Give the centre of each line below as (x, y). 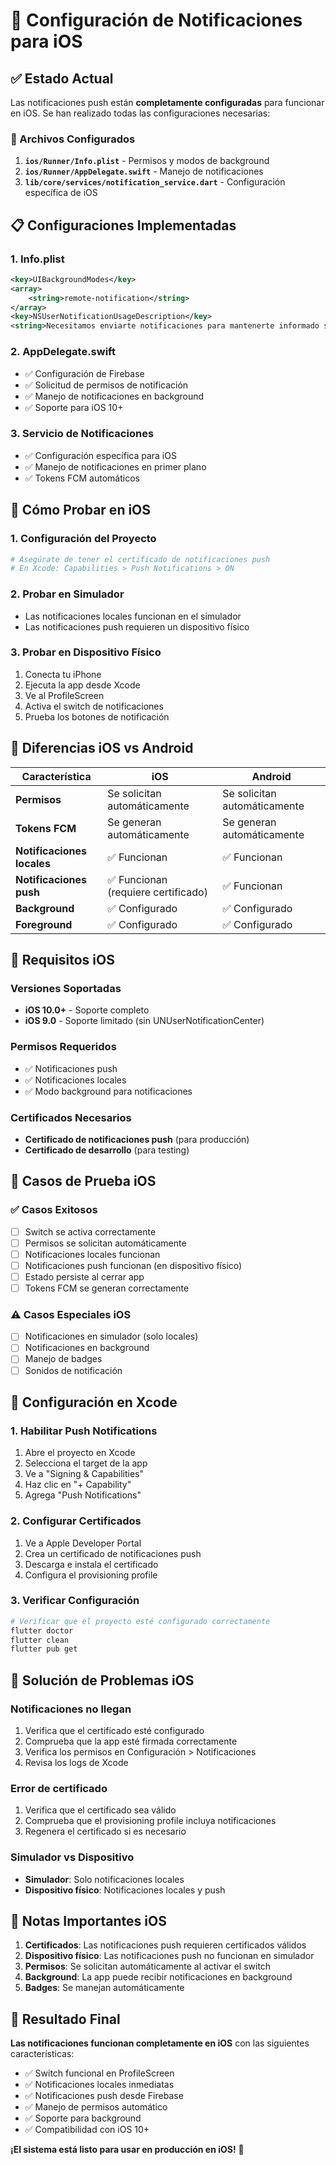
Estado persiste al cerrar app (84, 1276)
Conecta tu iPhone (63, 674)
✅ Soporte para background (83, 2118)
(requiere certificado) (157, 892)
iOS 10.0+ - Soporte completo (87, 1010)
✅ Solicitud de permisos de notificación (106, 385)
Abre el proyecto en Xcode (80, 1453)
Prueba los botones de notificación (97, 716)
